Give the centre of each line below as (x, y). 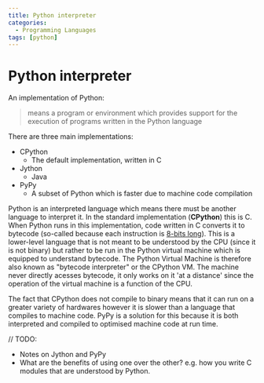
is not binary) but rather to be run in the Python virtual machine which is (125, 250)
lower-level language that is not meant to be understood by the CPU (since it (132, 242)
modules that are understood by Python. (85, 371)
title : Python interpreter (52, 15)
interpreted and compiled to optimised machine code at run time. (113, 324)
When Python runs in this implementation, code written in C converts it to (126, 225)
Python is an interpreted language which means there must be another (123, 209)
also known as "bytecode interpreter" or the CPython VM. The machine (124, 267)
